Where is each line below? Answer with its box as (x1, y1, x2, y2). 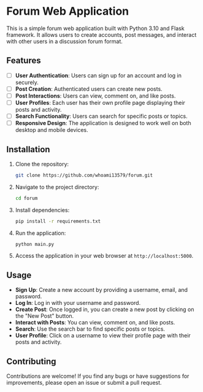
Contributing (6, 356, 56, 366)
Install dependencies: (15, 206, 70, 213)
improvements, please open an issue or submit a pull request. (6, 379, 162, 386)
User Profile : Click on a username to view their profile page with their (15, 332, 191, 339)
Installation (6, 144, 50, 155)
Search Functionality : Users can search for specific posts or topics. (15, 112, 188, 120)
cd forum (15, 195, 38, 201)
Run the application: (15, 229, 66, 237)
